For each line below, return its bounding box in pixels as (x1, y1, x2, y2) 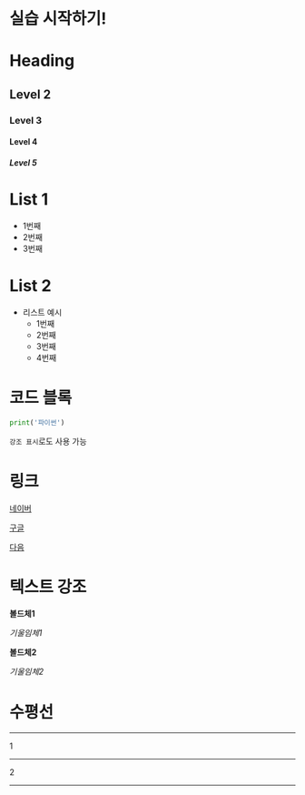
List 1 (9, 189, 49, 210)
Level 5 (9, 156, 38, 168)
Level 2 (9, 86, 52, 102)
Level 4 (9, 136, 38, 147)
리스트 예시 (22, 307, 63, 317)
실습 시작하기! (9, 8, 107, 29)
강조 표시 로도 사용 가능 (9, 436, 88, 447)
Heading (9, 51, 75, 71)
